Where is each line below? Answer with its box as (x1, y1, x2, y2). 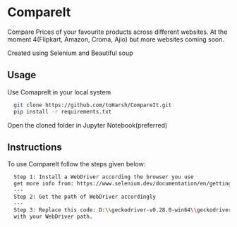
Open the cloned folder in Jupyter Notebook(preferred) (7, 121, 168, 129)
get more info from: (13, 180, 74, 188)
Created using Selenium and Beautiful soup (7, 49, 133, 57)
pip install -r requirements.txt (13, 108, 112, 115)
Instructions (7, 141, 62, 153)
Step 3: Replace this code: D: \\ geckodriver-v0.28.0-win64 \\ (13, 206, 197, 214)
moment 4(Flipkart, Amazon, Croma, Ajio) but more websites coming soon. (7, 35, 224, 43)
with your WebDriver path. (13, 213, 93, 220)
